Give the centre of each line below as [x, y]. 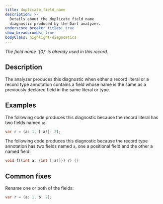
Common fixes [28, 176]
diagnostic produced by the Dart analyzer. [55, 24]
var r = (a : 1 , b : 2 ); [29, 197]
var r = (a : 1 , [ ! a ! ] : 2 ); [33, 132]
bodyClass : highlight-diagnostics [41, 38]
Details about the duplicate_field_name [52, 19]
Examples [21, 105]
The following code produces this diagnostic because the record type [77, 141]
